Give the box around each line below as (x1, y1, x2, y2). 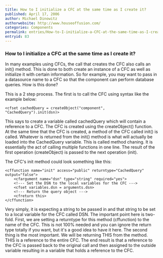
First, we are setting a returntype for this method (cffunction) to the (15, 217, 149, 223)
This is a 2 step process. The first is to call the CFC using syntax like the (5, 91, 149, 97)
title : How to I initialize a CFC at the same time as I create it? (5, 7, 147, 12)
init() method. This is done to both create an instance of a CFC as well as (5, 66, 150, 72)
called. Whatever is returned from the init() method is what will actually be (5, 134, 153, 140)
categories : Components (5, 25, 53, 30)
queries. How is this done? (5, 82, 58, 88)
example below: (5, 97, 37, 102)
